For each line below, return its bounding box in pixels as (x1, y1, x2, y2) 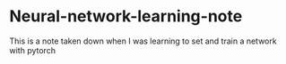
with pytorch (9, 44, 56, 55)
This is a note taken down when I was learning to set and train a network (9, 36, 277, 46)
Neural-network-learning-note (9, 6, 243, 27)
